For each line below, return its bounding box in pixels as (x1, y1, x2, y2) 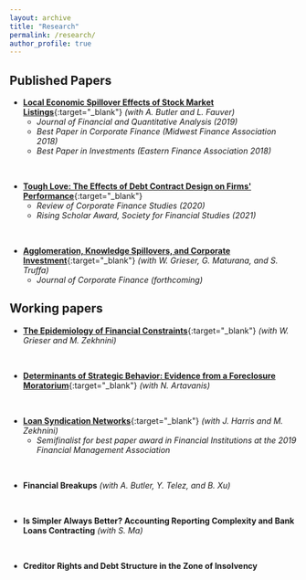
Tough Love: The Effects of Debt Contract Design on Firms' (22, 181, 252, 192)
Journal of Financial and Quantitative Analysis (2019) (36, 116, 238, 128)
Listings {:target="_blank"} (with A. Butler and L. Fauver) (22, 107, 236, 118)
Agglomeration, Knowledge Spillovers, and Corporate (22, 246, 231, 257)
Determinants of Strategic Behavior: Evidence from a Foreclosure (22, 370, 276, 381)
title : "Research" (9, 22, 79, 31)
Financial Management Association (36, 444, 171, 455)
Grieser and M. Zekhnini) (22, 334, 117, 345)
